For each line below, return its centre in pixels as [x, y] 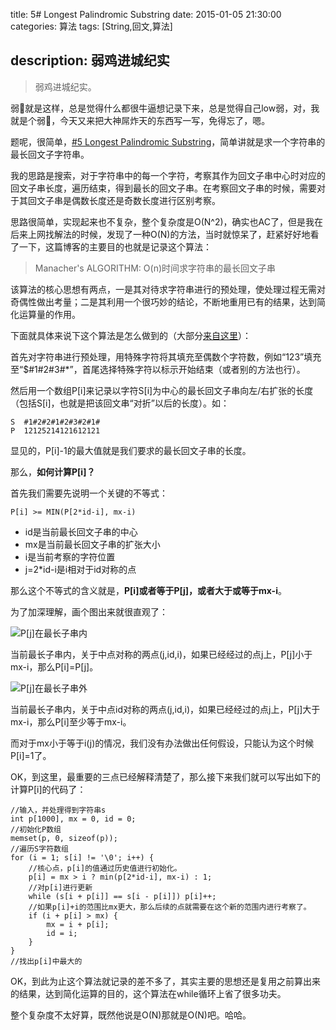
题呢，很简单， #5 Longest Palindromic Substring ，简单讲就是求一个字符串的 [168, 141]
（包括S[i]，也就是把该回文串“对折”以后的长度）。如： [120, 403]
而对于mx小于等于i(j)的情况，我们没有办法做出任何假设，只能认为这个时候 [162, 743]
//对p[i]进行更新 [60, 887]
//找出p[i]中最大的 [46, 961]
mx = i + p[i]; [78, 924]
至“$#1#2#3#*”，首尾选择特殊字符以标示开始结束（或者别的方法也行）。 [158, 369]
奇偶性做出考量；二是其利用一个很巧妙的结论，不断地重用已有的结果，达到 [163, 301]
